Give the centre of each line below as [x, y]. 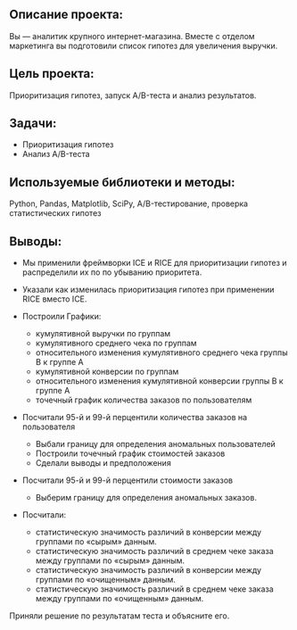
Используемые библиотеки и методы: [122, 182]
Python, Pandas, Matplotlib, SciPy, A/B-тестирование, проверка [128, 203]
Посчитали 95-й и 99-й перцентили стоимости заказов [128, 480]
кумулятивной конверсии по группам [107, 372]
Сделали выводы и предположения [103, 463]
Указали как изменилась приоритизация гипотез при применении [148, 290]
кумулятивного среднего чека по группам [116, 344]
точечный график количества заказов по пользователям [144, 400]
